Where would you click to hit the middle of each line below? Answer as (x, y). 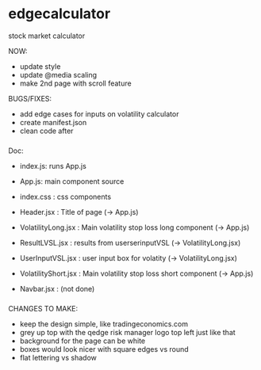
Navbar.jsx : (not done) (57, 288)
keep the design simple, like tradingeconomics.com (104, 324)
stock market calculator (47, 36)
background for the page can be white (83, 341)
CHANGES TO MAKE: (43, 308)
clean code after (46, 131)
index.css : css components (65, 196)
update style (40, 66)
